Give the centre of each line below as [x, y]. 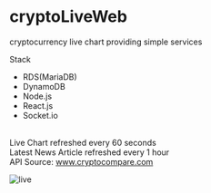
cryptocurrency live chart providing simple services [106, 42]
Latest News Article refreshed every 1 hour [90, 152]
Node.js [37, 96]
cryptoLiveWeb [68, 17]
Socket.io [40, 115]
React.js [38, 105]
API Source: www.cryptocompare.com [81, 161]
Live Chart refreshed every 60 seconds [83, 142]
